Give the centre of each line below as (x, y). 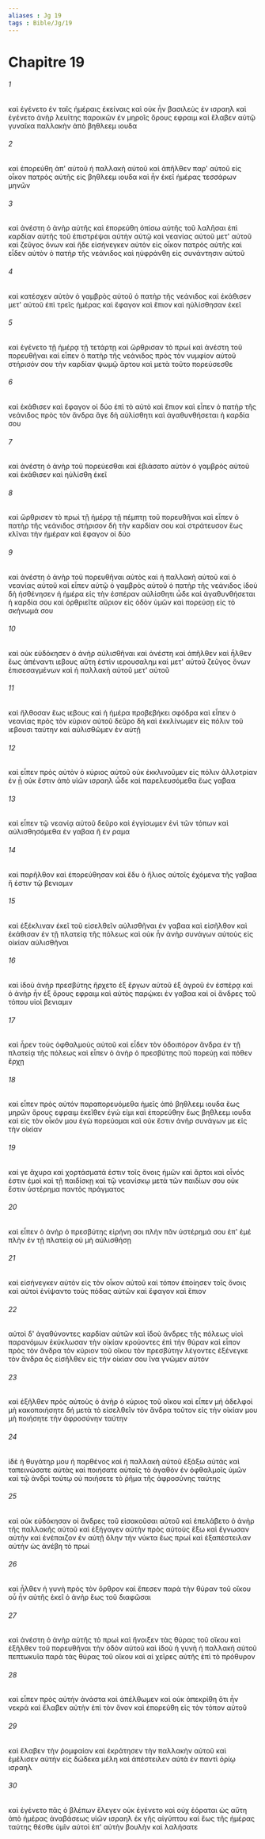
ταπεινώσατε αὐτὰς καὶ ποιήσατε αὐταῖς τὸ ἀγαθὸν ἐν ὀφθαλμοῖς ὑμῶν (127, 1470)
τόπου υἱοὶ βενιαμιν (40, 1002)
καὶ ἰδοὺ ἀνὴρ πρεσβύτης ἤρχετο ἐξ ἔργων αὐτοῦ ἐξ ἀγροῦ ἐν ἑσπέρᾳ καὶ (131, 985)
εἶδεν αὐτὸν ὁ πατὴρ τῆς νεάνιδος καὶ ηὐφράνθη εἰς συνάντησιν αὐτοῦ (127, 254)
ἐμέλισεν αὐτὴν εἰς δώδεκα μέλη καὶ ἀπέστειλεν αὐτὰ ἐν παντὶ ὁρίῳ (122, 1759)
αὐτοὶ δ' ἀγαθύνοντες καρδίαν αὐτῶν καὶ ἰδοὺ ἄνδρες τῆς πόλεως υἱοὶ (126, 1334)
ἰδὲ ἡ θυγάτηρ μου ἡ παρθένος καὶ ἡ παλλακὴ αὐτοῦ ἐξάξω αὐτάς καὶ (124, 1461)
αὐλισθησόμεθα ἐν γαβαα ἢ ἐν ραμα (69, 832)
